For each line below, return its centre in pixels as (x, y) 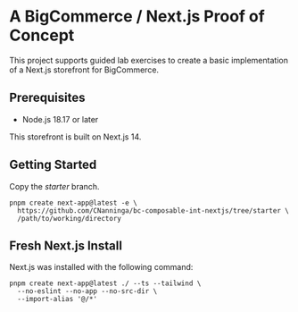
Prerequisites (47, 98)
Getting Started (53, 165)
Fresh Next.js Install (66, 245)
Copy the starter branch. (54, 186)
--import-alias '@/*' (58, 299)
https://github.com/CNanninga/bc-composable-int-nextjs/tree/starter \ (153, 211)
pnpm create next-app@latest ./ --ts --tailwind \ (105, 283)
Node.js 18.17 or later (60, 119)
